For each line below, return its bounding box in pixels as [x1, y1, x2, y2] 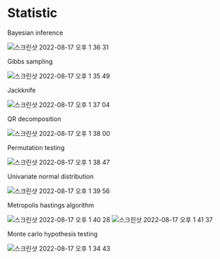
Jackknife [7, 86, 36, 94]
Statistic [7, 5, 58, 21]
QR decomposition [7, 115, 62, 123]
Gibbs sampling [7, 57, 53, 65]
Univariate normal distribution [7, 172, 94, 180]
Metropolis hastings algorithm [7, 200, 94, 209]
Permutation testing [7, 143, 65, 151]
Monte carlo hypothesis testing [7, 229, 98, 238]
